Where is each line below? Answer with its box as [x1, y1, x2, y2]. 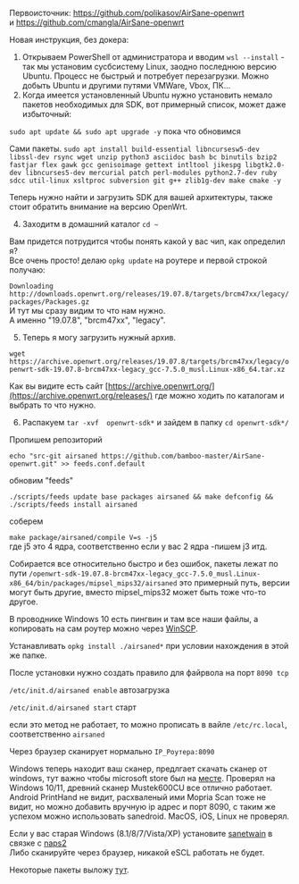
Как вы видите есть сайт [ [9, 381, 109, 391]
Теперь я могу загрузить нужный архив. [21, 333, 177, 342]
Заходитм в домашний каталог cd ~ [21, 219, 159, 229]
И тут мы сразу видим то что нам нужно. [9, 306, 166, 316]
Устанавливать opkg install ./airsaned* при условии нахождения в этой [9, 641, 289, 651]
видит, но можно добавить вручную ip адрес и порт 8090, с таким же [9, 802, 277, 812]
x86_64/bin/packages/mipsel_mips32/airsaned [9, 579, 178, 588]
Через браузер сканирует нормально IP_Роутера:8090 [9, 746, 215, 756]
